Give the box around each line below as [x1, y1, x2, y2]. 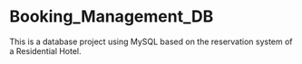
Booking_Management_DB [9, 6, 214, 27]
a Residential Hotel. [9, 45, 82, 56]
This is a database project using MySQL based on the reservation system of [9, 36, 293, 47]
